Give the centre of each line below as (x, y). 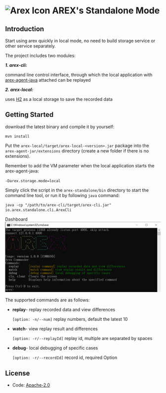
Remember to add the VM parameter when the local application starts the (80, 165)
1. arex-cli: (16, 65)
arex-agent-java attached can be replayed (48, 80)
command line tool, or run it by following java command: (62, 195)
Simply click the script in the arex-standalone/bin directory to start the (77, 190)
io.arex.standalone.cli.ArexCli (38, 210)
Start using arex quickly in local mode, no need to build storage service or (80, 41)
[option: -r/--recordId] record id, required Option (65, 358)
